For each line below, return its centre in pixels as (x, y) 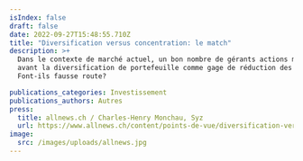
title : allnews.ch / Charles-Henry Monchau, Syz (110, 118)
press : (22, 109)
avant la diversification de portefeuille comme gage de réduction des (155, 68)
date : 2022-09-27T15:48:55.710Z (70, 34)
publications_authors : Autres (66, 101)
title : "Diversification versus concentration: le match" (120, 43)
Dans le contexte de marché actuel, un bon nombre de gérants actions (153, 59)
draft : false (34, 26)
